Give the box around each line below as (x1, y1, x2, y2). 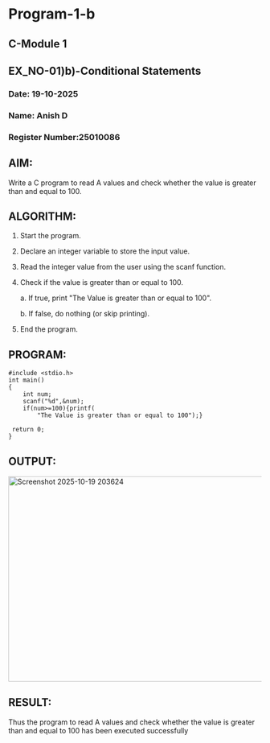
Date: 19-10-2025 (8, 88, 79, 99)
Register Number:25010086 (8, 131, 121, 142)
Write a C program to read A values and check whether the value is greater (8, 178, 257, 188)
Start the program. (19, 231, 82, 241)
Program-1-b (8, 5, 96, 23)
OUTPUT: (8, 454, 56, 468)
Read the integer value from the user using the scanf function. (19, 262, 227, 272)
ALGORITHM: (8, 209, 76, 223)
